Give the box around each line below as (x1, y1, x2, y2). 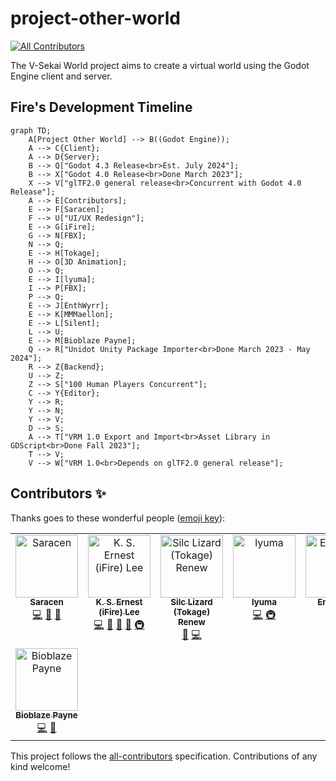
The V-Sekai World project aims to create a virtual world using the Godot (10, 59, 310, 71)
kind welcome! (10, 760, 71, 772)
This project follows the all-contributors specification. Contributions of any (10, 750, 318, 762)
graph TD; (10, 125, 52, 136)
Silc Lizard (170, 597, 213, 608)
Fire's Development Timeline (10, 99, 193, 116)
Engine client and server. (10, 70, 113, 82)
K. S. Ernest (95, 597, 143, 608)
